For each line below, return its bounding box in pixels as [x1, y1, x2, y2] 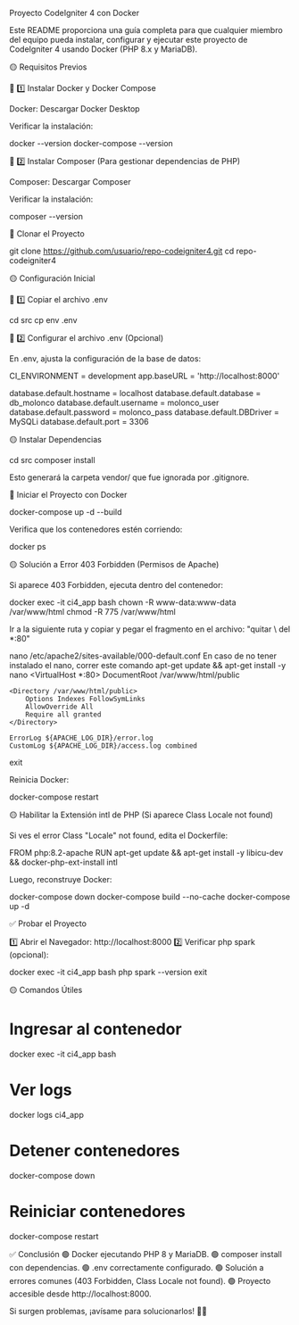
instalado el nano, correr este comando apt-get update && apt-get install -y [9, 660, 287, 670]
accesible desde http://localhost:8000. [9, 1288, 152, 1299]
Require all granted [25, 710, 102, 719]
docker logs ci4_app [9, 1109, 85, 1120]
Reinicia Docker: [9, 774, 70, 784]
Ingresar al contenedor [9, 1019, 182, 1039]
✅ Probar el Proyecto [9, 918, 87, 929]
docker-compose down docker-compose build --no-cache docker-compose [9, 891, 291, 902]
